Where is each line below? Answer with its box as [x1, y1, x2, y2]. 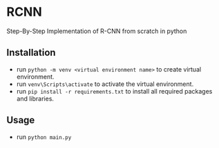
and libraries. [16, 94, 55, 103]
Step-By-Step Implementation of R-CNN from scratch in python [6, 27, 187, 35]
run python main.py [16, 132, 72, 141]
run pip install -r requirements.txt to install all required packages [16, 87, 213, 95]
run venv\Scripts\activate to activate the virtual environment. [16, 80, 194, 88]
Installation [6, 47, 56, 59]
